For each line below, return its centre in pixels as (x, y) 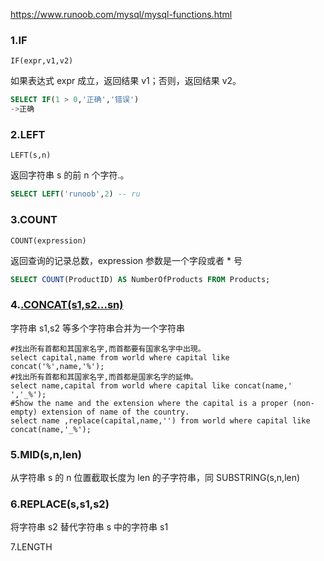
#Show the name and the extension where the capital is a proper (149, 403)
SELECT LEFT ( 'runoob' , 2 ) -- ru (75, 194)
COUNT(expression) (48, 240)
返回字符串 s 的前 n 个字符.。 (70, 175)
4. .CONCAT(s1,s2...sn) (67, 305)
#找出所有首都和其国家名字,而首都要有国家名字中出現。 (108, 349)
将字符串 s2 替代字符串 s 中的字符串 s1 (89, 527)
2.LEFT (28, 134)
